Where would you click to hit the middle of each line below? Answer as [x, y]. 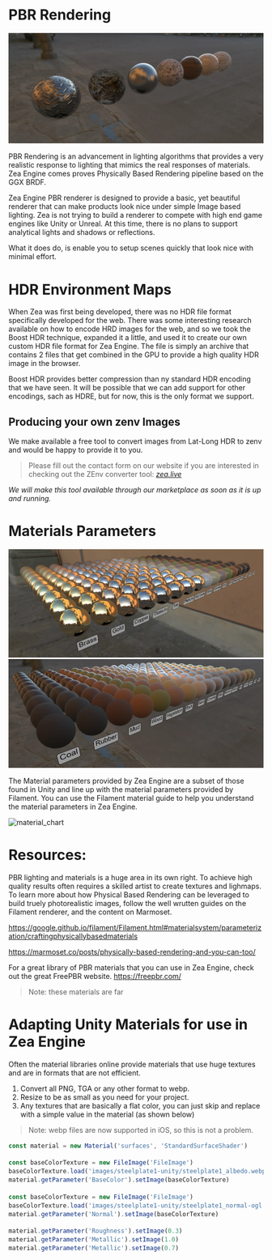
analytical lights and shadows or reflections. [82, 232]
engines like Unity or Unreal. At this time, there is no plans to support [123, 223]
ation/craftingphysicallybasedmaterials [73, 936]
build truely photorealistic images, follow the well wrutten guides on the [127, 903]
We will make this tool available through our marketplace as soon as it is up [135, 490]
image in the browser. [45, 364]
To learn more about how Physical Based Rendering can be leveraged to [129, 894]
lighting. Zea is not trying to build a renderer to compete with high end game [136, 215]
